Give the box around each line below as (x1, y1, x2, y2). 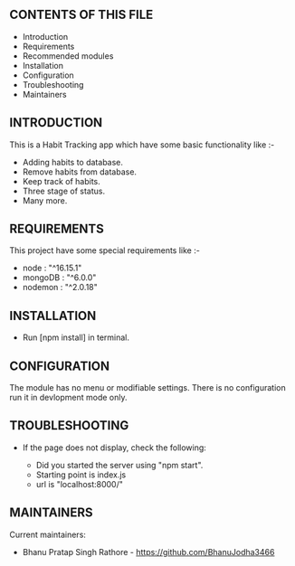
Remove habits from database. (22, 166, 138, 177)
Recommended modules (22, 50, 114, 61)
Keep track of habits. (22, 175, 101, 186)
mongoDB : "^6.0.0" (22, 272, 97, 283)
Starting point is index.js (35, 469, 127, 480)
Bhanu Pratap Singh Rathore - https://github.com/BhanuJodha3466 (22, 546, 275, 557)
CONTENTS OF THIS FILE (9, 7, 154, 23)
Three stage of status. (22, 185, 106, 196)
